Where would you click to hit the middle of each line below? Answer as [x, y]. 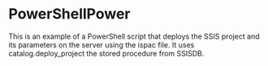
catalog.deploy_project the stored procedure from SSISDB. [106, 53]
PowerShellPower [70, 14]
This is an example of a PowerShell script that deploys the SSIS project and [134, 36]
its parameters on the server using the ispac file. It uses [102, 44]
